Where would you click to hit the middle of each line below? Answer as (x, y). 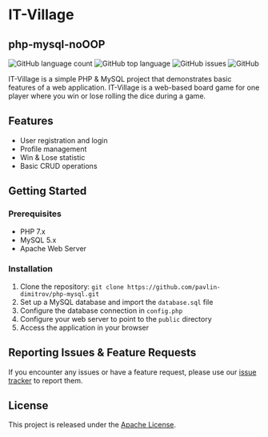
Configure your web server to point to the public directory (116, 319)
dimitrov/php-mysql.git (60, 294)
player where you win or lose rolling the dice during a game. (107, 96)
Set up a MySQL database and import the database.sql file (116, 302)
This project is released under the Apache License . (92, 425)
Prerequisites (35, 214)
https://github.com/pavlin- (174, 287)
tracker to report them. (46, 380)
